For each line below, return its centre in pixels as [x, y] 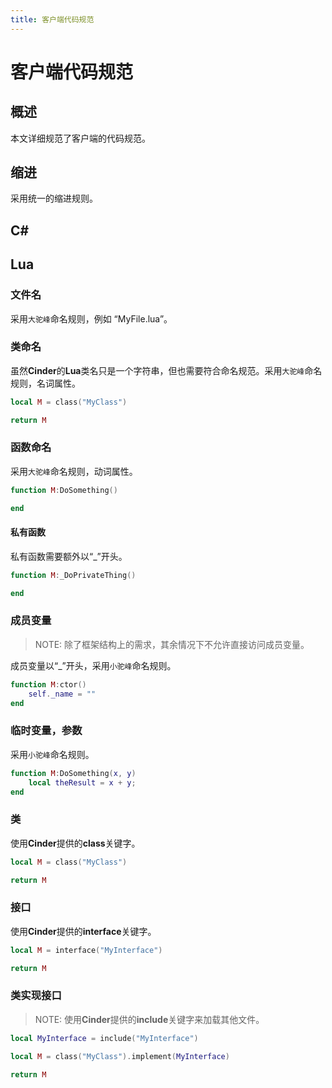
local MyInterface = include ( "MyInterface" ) [104, 1038]
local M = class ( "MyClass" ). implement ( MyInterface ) [120, 1056]
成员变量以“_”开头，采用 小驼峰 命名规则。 [93, 665]
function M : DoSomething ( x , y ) [73, 773]
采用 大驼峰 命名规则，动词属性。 [74, 471]
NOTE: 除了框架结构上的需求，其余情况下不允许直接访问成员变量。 [172, 644]
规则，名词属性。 [45, 383]
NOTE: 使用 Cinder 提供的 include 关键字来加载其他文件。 [149, 1019]
